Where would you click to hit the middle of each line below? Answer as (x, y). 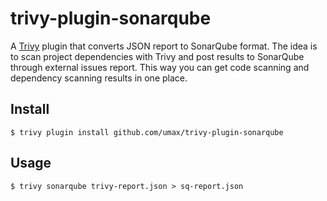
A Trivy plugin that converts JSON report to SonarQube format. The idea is (164, 46)
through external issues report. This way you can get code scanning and (160, 67)
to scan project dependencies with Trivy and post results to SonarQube (157, 56)
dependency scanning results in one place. (99, 78)
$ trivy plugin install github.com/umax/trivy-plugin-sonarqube (147, 132)
